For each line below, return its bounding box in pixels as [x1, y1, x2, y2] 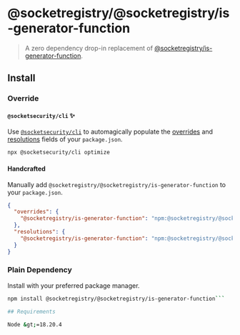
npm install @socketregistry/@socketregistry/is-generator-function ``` [7, 295, 225, 302]
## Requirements [7, 308, 56, 315]
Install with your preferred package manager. [7, 281, 140, 290]
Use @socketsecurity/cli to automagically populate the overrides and [7, 127, 213, 136]
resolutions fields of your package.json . [7, 135, 123, 144]
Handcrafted [7, 164, 46, 173]
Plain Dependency [7, 265, 73, 275]
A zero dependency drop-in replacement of [24, 44, 154, 52]
